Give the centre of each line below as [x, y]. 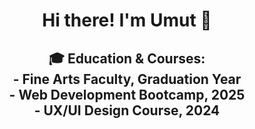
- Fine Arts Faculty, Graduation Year [127, 79]
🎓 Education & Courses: [127, 58]
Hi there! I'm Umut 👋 [127, 20]
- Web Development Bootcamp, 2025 [127, 94]
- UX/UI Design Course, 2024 [127, 110]
